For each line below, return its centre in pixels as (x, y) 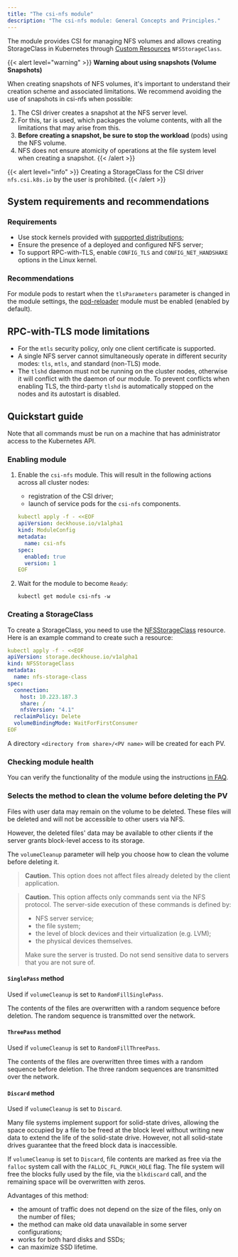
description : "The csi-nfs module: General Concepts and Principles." (114, 21)
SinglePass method (36, 979)
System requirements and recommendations (108, 201)
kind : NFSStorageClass (41, 664)
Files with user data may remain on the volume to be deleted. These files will (119, 811)
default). (20, 309)
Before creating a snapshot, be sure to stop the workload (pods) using (123, 135)
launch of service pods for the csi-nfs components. (104, 504)
